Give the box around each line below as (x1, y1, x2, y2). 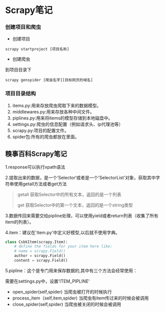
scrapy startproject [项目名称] (5, 47, 70, 52)
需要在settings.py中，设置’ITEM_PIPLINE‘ (5, 278, 90, 284)
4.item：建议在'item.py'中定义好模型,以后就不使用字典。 (5, 229, 120, 235)
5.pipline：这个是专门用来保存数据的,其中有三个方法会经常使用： (5, 268, 138, 274)
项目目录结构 (5, 90, 36, 97)
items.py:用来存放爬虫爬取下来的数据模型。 (12, 102, 101, 108)
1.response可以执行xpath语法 (5, 164, 66, 170)
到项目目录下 (5, 67, 31, 73)
